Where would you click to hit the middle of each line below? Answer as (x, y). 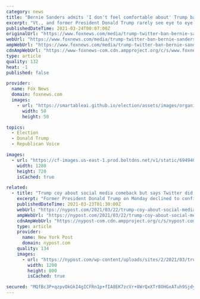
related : (17, 188)
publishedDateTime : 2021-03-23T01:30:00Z (69, 204)
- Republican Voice (36, 144)
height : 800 (43, 271)
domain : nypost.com (46, 243)
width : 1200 (43, 265)
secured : (17, 287)
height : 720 (32, 171)
